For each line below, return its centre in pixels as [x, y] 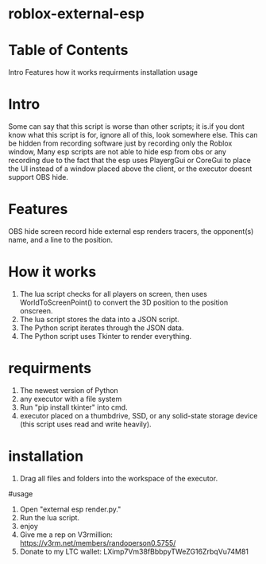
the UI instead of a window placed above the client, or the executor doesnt [130, 169]
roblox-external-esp [76, 14]
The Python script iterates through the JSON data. [102, 328]
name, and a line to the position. [61, 240]
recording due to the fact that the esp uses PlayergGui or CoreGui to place [130, 161]
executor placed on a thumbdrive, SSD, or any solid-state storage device [139, 415]
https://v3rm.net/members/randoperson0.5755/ [98, 543]
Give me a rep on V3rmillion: [66, 535]
